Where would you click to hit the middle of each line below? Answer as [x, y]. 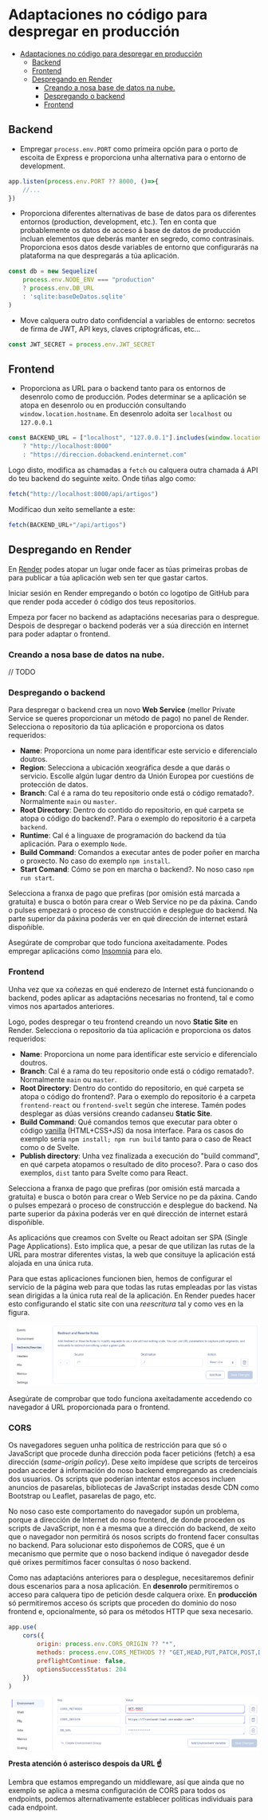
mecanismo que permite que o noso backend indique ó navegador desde [129, 1554]
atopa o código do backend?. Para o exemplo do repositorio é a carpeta [138, 818]
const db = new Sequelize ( [53, 272]
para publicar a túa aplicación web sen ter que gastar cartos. [108, 577]
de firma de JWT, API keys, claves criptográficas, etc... [110, 329]
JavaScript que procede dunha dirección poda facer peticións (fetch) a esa [132, 1454]
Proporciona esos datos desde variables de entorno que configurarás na [139, 247]
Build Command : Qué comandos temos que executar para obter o [128, 1121]
